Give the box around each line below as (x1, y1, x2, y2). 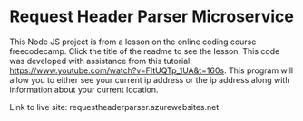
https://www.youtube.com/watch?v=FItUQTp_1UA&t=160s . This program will (9, 65, 293, 76)
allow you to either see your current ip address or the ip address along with (9, 74, 290, 85)
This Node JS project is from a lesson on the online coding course (9, 36, 257, 47)
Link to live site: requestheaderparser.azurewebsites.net (9, 101, 220, 112)
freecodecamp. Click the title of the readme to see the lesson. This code (9, 45, 280, 56)
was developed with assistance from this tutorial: (9, 55, 193, 66)
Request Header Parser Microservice (9, 6, 295, 27)
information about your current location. (9, 84, 159, 95)
